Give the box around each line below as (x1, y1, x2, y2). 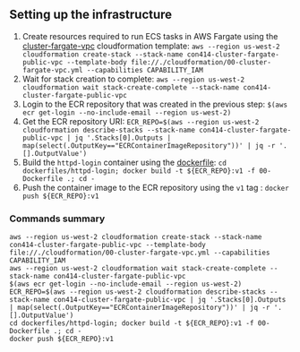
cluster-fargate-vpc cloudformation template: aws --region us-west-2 (21, 40, 280, 51)
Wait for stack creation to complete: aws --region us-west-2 (21, 73, 244, 84)
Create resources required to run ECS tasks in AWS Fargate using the (21, 30, 279, 41)
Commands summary (9, 212, 106, 225)
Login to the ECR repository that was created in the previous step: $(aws (21, 99, 288, 109)
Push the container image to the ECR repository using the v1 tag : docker (21, 182, 289, 193)
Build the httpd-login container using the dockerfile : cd (21, 157, 227, 167)
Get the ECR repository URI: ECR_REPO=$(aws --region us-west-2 (21, 116, 260, 126)
